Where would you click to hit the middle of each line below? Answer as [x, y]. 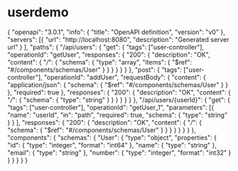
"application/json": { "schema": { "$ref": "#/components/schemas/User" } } [118, 84]
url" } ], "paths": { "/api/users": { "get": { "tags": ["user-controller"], [106, 47]
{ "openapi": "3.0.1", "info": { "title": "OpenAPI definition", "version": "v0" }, [116, 32]
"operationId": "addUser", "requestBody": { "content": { [125, 77]
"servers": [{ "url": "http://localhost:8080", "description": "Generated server [118, 39]
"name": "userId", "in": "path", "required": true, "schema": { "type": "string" [118, 115]
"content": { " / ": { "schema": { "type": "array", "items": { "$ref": [99, 62]
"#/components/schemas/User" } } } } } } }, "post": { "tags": [95, 70]
